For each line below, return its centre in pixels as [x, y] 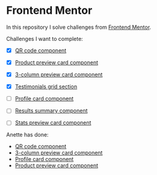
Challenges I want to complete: [45, 38]
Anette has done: [28, 135]
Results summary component [51, 111]
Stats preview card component [53, 123]
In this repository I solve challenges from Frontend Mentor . [79, 27]
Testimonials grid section [46, 87]
